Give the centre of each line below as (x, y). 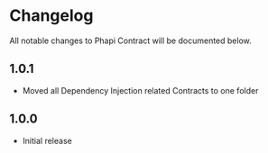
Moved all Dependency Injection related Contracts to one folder (140, 90)
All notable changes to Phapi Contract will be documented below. (130, 40)
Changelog (51, 16)
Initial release (47, 140)
